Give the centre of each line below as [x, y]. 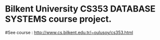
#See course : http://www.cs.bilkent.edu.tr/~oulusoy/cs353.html [69, 32]
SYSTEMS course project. [58, 19]
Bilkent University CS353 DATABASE [80, 9]
